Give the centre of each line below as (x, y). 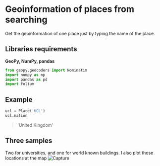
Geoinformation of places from (70, 9)
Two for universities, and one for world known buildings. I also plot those (79, 153)
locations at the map (26, 158)
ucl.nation (16, 115)
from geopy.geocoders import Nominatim (46, 70)
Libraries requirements (41, 49)
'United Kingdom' (35, 125)
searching (27, 20)
